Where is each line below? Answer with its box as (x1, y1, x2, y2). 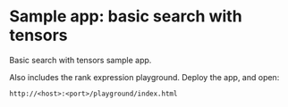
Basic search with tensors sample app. (9, 54, 152, 65)
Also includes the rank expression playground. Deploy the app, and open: (9, 71, 280, 82)
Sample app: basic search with (9, 6, 243, 27)
